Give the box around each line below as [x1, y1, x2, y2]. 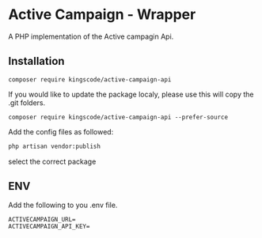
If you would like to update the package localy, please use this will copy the [8, 89, 254, 99]
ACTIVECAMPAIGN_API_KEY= [8, 223, 90, 231]
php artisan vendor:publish [8, 142, 101, 150]
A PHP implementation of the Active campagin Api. [8, 32, 174, 41]
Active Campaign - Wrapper [8, 6, 196, 24]
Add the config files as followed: [8, 127, 114, 136]
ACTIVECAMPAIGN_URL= [8, 216, 77, 224]
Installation [8, 55, 65, 68]
